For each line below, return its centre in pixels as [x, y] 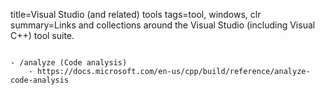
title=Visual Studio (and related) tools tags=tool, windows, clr [136, 14]
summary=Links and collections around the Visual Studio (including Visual [163, 25]
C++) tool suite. [42, 35]
